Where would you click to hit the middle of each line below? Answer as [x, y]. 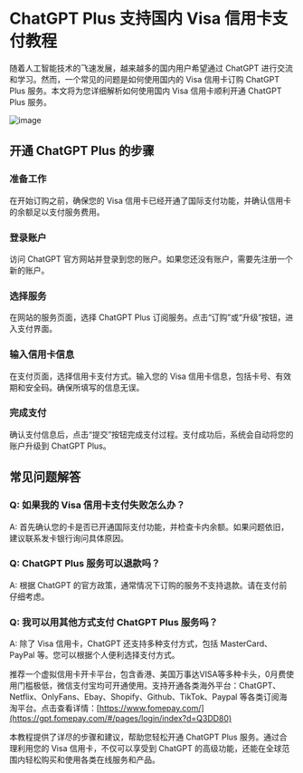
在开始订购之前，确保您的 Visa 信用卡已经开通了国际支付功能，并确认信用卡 [151, 200]
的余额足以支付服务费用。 [57, 212]
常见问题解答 [45, 477]
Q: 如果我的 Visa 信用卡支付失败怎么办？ [97, 506]
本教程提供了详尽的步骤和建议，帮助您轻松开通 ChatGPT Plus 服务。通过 [145, 737]
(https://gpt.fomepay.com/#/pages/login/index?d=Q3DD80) [121, 719]
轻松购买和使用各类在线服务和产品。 [92, 760]
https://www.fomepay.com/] [152, 709]
